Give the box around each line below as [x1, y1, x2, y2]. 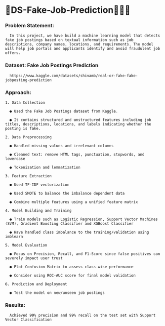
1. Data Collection [5, 100, 45, 105]
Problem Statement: [5, 22, 54, 29]
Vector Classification [5, 317, 52, 323]
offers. [5, 50, 21, 56]
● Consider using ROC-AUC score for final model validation [9, 273, 136, 278]
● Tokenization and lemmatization [9, 165, 81, 170]
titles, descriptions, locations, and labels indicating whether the [5, 122, 152, 127]
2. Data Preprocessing [5, 135, 52, 140]
